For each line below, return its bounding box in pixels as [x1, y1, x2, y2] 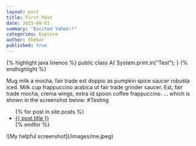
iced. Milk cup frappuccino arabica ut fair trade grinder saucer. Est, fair [6, 83, 183, 90]
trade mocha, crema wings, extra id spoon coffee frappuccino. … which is [6, 90, 191, 97]
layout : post [6, 8, 39, 15]
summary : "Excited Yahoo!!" [6, 25, 77, 32]
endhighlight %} [6, 65, 47, 72]
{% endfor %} [15, 121, 50, 128]
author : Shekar [6, 37, 45, 43]
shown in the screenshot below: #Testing [6, 96, 109, 103]
